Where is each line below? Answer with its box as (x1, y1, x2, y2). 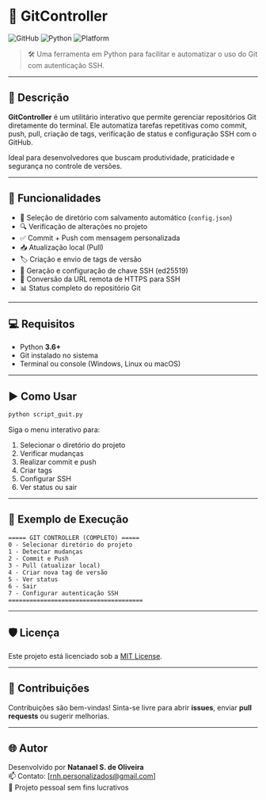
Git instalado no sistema (19, 350, 99, 360)
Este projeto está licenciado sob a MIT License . (8, 651, 162, 660)
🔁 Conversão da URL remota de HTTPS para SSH (19, 274, 180, 284)
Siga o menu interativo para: (8, 425, 101, 434)
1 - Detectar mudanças (8, 547, 83, 556)
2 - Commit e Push (8, 554, 69, 562)
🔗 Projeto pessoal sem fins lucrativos (8, 783, 129, 792)
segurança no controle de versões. (8, 161, 123, 170)
